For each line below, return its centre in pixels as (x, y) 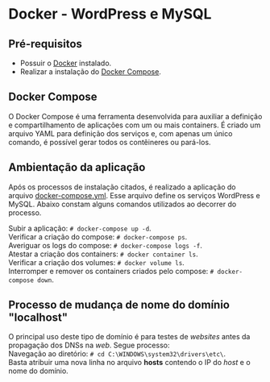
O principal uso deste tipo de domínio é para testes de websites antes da (129, 337)
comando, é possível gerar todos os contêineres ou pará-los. (110, 142)
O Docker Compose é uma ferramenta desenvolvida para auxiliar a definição (135, 116)
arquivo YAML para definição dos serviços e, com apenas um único (120, 133)
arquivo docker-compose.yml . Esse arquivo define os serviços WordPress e (134, 195)
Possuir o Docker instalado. (66, 63)
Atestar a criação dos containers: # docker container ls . (104, 254)
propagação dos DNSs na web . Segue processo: (89, 345)
